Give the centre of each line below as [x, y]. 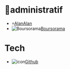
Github [32, 61]
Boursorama [53, 28]
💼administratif [34, 10]
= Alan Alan [22, 23]
